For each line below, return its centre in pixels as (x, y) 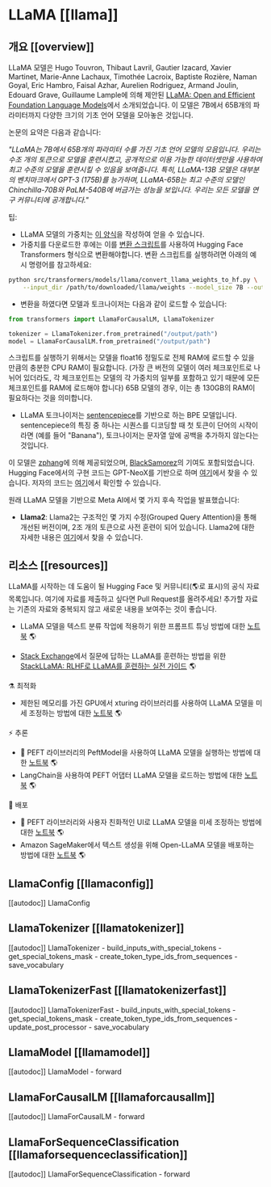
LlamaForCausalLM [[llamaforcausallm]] (112, 1097)
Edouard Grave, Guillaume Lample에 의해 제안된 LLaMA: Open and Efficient (132, 95)
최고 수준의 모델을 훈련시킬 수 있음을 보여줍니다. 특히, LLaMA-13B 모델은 (123, 170)
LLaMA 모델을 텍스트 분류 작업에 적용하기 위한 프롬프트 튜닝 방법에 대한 (133, 626)
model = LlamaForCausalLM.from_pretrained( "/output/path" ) (110, 341)
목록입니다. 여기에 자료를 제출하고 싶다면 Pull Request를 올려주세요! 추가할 (126, 599)
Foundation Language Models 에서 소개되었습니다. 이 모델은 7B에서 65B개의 (130, 105)
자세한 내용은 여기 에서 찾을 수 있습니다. (81, 537)
